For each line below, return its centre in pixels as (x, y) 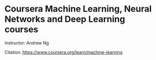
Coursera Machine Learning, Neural (78, 9)
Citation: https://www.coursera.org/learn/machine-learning (63, 52)
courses (21, 30)
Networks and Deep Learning (65, 19)
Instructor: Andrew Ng (27, 43)
